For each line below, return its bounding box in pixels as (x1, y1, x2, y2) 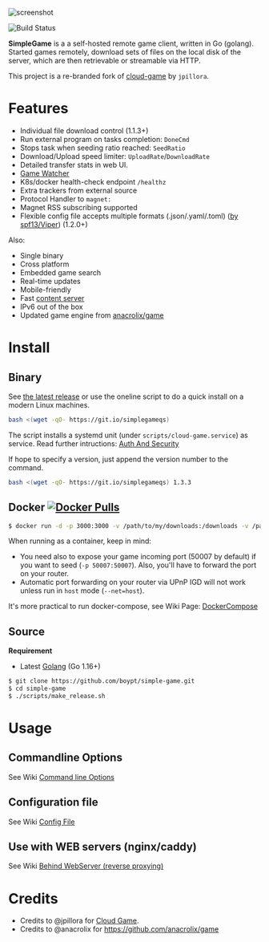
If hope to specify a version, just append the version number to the (8, 454, 229, 464)
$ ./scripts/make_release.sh (8, 692, 106, 700)
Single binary (19, 250, 64, 260)
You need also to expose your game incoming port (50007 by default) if (19, 552, 256, 562)
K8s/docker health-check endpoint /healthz (19, 177, 167, 186)
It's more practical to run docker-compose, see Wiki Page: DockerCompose (8, 602, 259, 611)
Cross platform (19, 259, 70, 269)
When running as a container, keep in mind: (8, 536, 152, 546)
